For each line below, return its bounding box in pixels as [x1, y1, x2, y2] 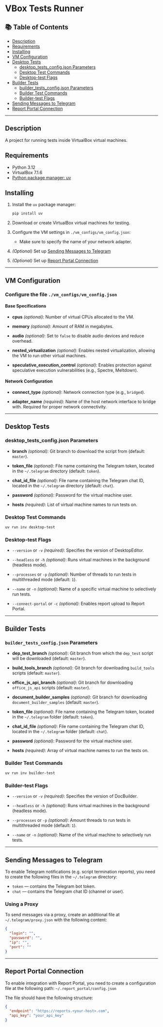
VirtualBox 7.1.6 [12, 169, 43, 175]
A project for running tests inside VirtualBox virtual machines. [5, 137, 128, 143]
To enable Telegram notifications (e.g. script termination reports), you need [5, 869, 155, 875]
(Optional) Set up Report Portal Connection [12, 258, 98, 264]
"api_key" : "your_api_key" [9, 1013, 64, 1018]
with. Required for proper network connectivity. [12, 404, 107, 410]
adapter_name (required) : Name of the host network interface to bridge [12, 399, 156, 405]
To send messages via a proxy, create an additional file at [5, 912, 120, 918]
